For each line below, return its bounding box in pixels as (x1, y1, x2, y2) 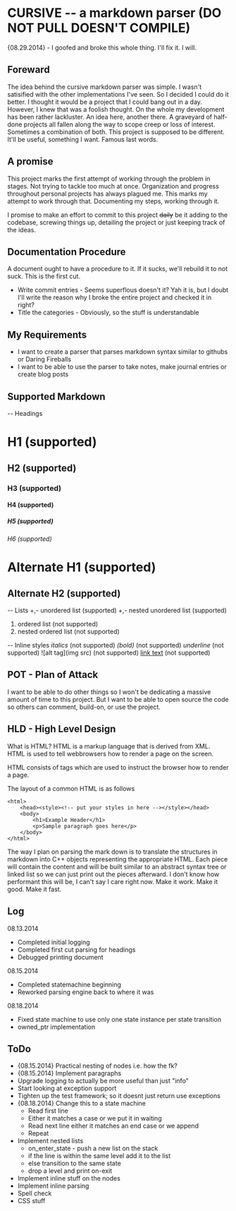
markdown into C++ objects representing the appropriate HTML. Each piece (7, 854, 228, 863)
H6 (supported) (7, 535, 53, 543)
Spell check (17, 1189, 52, 1198)
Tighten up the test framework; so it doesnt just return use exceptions (17, 1092, 221, 1100)
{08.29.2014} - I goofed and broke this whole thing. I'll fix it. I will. (7, 43, 197, 52)
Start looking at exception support (17, 1084, 117, 1092)
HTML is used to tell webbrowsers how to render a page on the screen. (7, 749, 214, 758)
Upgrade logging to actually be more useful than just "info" (17, 1077, 189, 1085)
